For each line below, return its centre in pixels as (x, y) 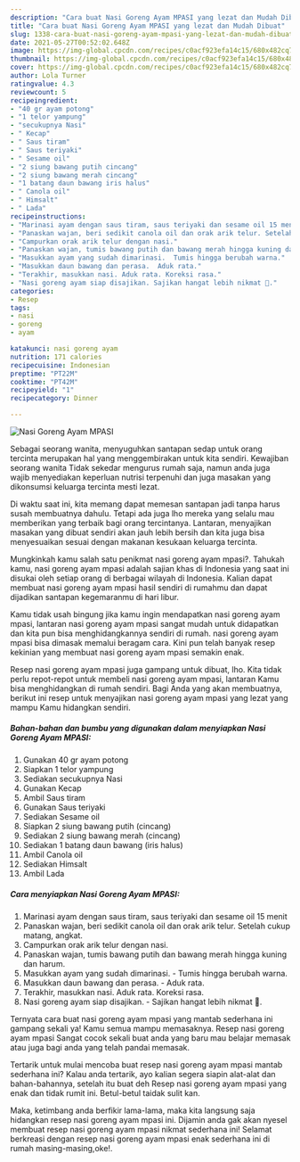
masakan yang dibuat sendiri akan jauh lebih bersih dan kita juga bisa (138, 532)
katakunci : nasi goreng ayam (64, 349)
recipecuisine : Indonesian (60, 365)
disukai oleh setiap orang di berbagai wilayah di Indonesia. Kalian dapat (141, 578)
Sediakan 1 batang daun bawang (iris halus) (103, 845)
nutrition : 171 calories (56, 357)
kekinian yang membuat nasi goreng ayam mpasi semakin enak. (127, 652)
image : (22, 51)
